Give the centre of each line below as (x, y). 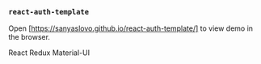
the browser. (29, 37)
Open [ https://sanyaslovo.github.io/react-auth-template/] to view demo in (130, 28)
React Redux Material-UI (49, 53)
